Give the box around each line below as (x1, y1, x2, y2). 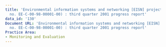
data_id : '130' (5, 16, 37, 21)
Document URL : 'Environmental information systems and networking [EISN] (5, 21, 161, 26)
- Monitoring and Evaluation (5, 35, 65, 40)
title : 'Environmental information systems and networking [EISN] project (5, 7, 163, 12)
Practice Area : (5, 30, 37, 35)
